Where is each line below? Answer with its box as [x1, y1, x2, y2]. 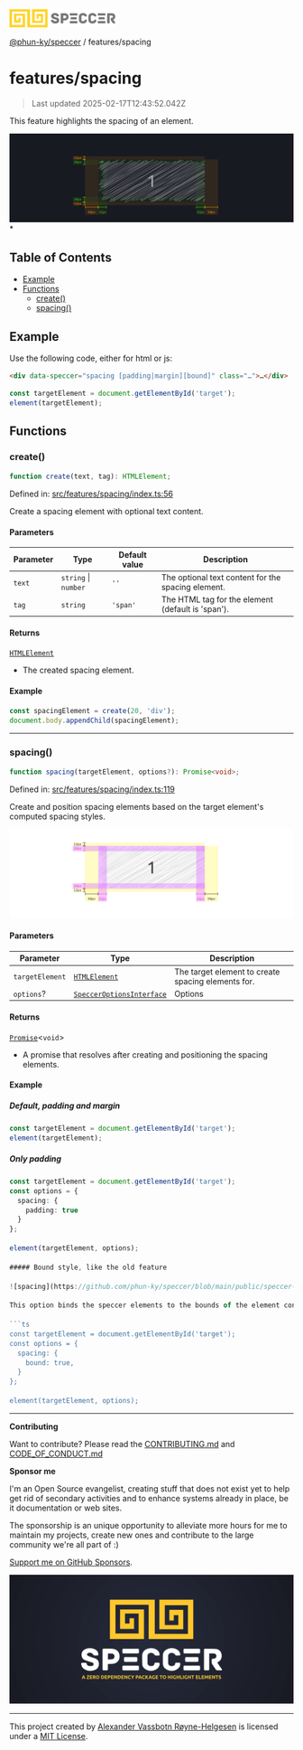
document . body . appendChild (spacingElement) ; [9, 716, 179, 726]
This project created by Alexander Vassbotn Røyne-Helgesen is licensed [9, 1721, 279, 1732]
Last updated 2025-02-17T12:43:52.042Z [31, 98, 187, 108]
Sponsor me [9, 1465, 56, 1476]
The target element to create [174, 966, 280, 977]
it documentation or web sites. [9, 1502, 123, 1513]
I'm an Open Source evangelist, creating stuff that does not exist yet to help [9, 1482, 290, 1494]
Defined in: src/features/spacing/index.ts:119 [9, 784, 176, 795]
